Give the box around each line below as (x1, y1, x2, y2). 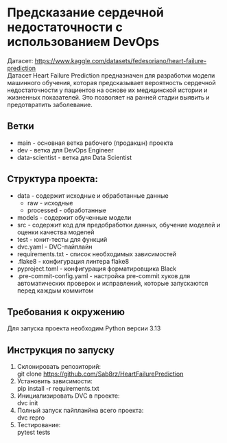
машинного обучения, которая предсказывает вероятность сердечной (7, 78, 216, 87)
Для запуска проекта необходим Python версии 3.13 (7, 324, 161, 332)
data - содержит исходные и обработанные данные (16, 191, 169, 200)
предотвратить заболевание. (7, 100, 93, 109)
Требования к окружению (7, 306, 126, 317)
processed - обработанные (27, 206, 106, 214)
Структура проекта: (7, 173, 98, 185)
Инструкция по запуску (7, 344, 115, 356)
